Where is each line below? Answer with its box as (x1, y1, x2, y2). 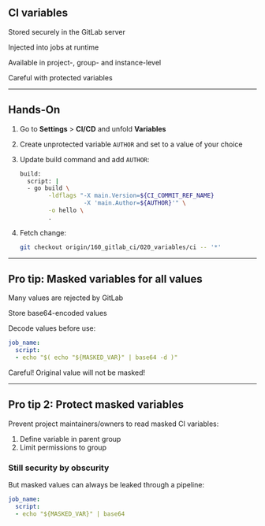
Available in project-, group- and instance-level (8, 57, 162, 67)
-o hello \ (48, 206, 84, 214)
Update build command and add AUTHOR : (19, 154, 150, 164)
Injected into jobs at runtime (8, 43, 99, 52)
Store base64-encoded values (8, 309, 108, 318)
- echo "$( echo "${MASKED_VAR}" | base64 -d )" (15, 354, 178, 361)
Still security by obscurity (8, 462, 110, 473)
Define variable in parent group (19, 434, 121, 443)
